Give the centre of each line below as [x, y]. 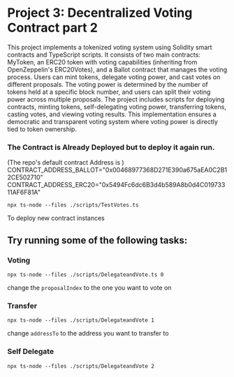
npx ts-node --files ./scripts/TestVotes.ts [73, 205]
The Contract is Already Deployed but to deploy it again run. [111, 147]
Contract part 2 [52, 28]
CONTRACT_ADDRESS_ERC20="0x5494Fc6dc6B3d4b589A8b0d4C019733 [116, 185]
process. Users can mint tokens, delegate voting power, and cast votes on [114, 77]
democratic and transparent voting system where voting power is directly [113, 121]
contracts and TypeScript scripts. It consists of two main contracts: [104, 55]
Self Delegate [31, 352]
